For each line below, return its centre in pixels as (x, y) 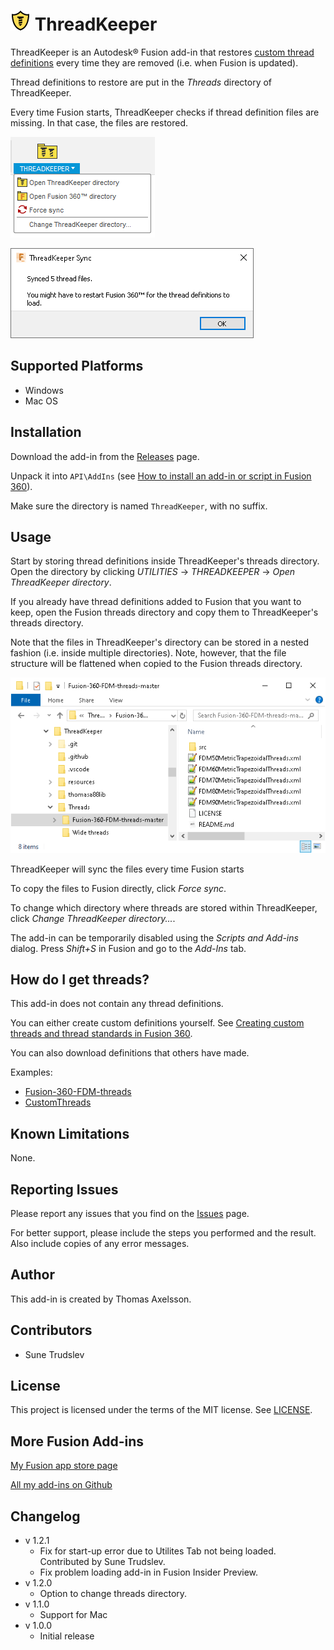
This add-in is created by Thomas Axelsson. (101, 1299)
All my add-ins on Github (61, 1485)
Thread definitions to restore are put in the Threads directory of (141, 82)
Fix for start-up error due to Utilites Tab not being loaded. (158, 1551)
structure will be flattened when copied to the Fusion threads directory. (156, 664)
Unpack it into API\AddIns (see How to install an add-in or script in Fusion (161, 476)
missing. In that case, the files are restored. (99, 122)
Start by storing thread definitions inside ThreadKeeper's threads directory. (165, 561)
